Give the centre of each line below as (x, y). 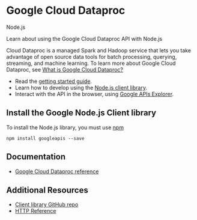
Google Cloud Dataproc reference (57, 171)
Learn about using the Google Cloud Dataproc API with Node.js (84, 38)
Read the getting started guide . (53, 81)
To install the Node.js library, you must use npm (65, 127)
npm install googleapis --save (45, 138)
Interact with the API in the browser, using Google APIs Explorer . (94, 94)
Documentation (36, 157)
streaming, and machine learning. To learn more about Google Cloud (91, 63)
